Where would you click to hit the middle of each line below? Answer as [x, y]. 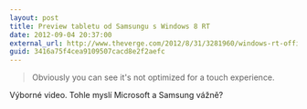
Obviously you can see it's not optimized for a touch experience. [153, 77]
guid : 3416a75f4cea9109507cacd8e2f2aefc [88, 52]
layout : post [34, 18]
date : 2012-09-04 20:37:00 [61, 35]
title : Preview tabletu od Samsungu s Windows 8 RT [110, 26]
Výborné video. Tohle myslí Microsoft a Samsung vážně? [116, 95]
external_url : [37, 43]
